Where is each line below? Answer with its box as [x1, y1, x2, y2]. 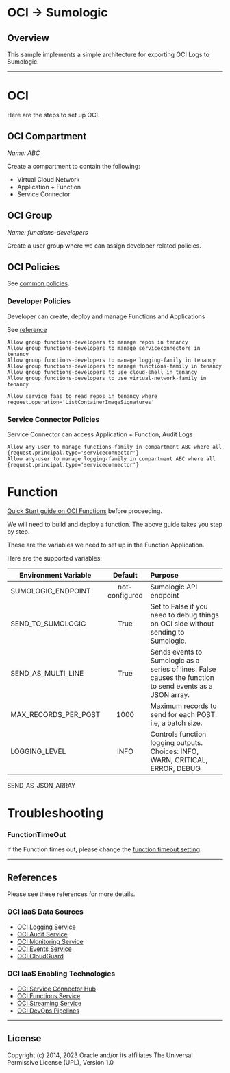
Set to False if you [150, 602, 208, 611]
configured [107, 590, 143, 600]
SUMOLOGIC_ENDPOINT [10, 586, 91, 596]
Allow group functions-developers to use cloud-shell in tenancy [7, 368, 197, 375]
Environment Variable [19, 570, 92, 580]
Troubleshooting [7, 805, 104, 821]
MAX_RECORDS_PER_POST [10, 709, 101, 719]
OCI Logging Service [16, 923, 77, 931]
